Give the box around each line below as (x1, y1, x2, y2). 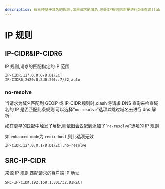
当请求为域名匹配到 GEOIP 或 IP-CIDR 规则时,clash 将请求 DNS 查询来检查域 (5, 100, 159, 106)
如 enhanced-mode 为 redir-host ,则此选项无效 (5, 133, 94, 139)
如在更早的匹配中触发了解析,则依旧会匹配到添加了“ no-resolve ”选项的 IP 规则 (5, 123, 159, 129)
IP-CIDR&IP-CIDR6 (5, 49, 63, 58)
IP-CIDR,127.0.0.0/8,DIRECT (5, 73, 63, 78)
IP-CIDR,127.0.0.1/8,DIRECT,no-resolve (5, 143, 87, 148)
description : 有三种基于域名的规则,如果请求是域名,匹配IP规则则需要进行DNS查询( (5, 7, 154, 12)
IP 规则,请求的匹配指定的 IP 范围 (5, 63, 70, 69)
